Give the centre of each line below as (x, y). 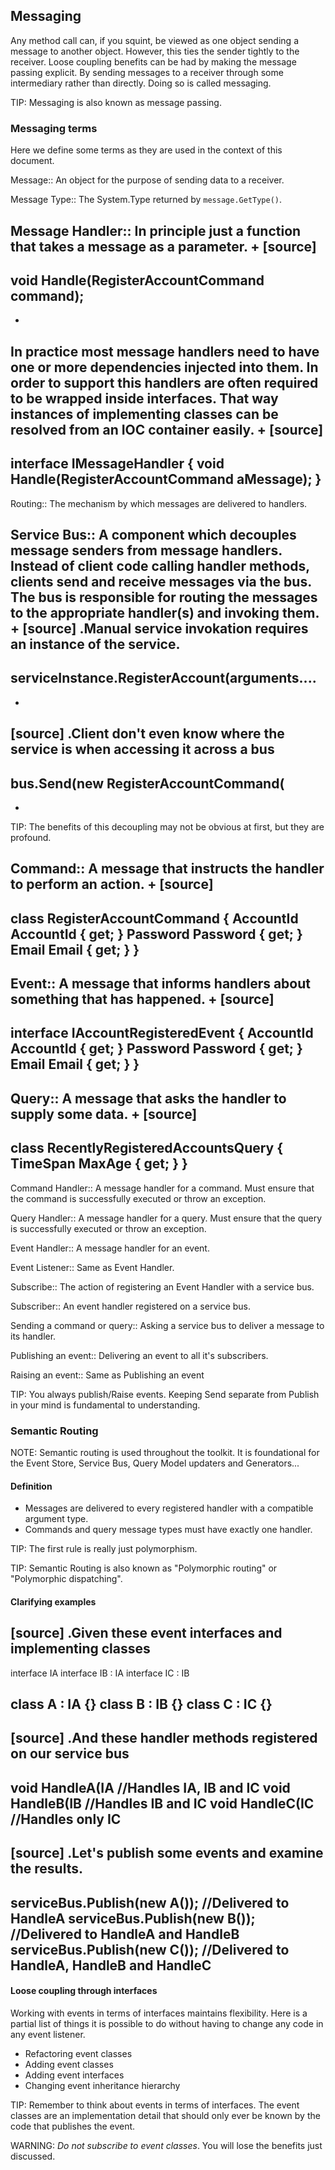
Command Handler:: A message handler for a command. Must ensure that (162, 1188)
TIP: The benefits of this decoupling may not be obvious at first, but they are (167, 826)
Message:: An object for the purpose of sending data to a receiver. (147, 180)
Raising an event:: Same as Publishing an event (107, 1375)
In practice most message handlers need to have (165, 351)
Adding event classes (69, 2064)
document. (32, 161)
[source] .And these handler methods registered (164, 1738)
